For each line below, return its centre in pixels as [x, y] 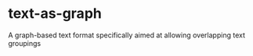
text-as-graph [55, 14]
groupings [25, 43]
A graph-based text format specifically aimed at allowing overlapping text [127, 35]
